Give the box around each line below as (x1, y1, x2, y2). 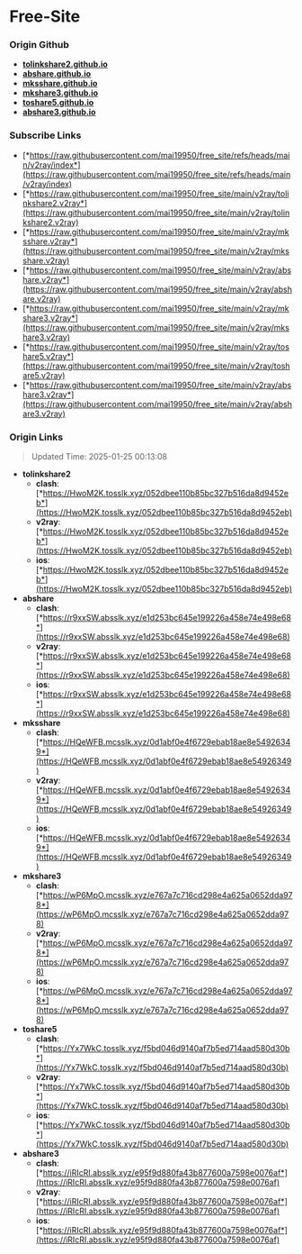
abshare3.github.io (22, 106, 96, 118)
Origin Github (9, 39, 70, 51)
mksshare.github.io (22, 78, 98, 89)
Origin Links (9, 431, 64, 443)
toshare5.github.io (22, 97, 94, 108)
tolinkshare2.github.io (22, 59, 108, 69)
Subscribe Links (9, 129, 82, 141)
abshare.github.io (22, 68, 92, 79)
